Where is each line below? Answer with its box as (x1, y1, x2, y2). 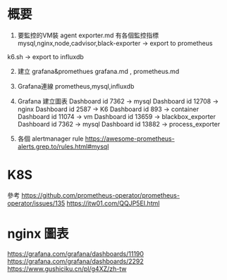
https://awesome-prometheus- (85, 134, 175, 143)
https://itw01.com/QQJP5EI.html (66, 198, 160, 208)
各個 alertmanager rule (17, 134, 84, 143)
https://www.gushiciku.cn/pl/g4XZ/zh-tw (7, 265, 127, 273)
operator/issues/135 (7, 198, 66, 208)
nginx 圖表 (7, 226, 69, 242)
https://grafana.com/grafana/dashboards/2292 (7, 257, 145, 265)
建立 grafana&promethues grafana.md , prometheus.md (17, 67, 180, 75)
